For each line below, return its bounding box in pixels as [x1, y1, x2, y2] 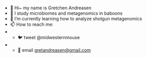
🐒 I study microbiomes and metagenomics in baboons [10, 10, 123, 16]
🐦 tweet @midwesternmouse [17, 35, 80, 40]
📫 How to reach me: [10, 21, 54, 27]
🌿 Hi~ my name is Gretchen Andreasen [10, 5, 92, 11]
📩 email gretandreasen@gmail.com [17, 47, 91, 53]
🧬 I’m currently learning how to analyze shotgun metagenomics [10, 16, 142, 21]
